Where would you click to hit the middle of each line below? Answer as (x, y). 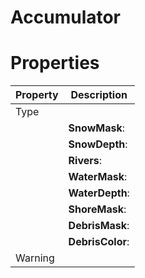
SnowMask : (96, 128)
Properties (55, 63)
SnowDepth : (98, 144)
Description (99, 95)
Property (37, 95)
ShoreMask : (97, 209)
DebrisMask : (99, 226)
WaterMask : (98, 177)
